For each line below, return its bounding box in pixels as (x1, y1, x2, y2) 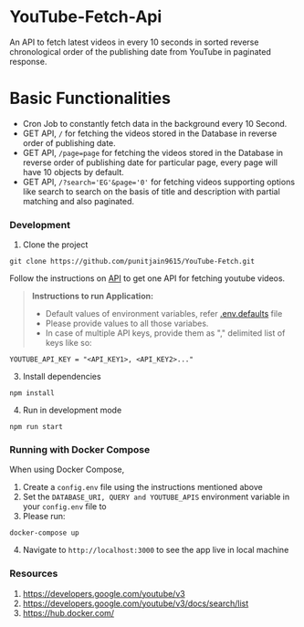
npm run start (9, 423, 64, 432)
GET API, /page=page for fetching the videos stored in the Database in (22, 147, 284, 158)
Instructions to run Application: (31, 290, 153, 302)
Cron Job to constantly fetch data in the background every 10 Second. (22, 118, 288, 129)
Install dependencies (22, 371, 102, 382)
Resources (9, 568, 58, 580)
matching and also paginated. (22, 195, 135, 206)
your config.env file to (22, 501, 107, 512)
